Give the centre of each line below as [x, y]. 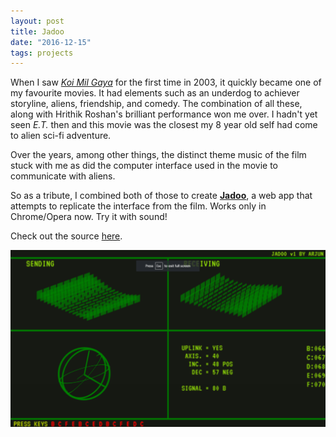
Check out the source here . [66, 236]
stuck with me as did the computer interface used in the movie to [144, 166]
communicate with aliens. [63, 176]
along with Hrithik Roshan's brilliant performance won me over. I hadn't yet [164, 114]
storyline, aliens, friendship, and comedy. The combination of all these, [156, 104]
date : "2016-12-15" [51, 42]
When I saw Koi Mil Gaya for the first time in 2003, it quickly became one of [166, 82]
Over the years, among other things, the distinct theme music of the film [158, 155]
